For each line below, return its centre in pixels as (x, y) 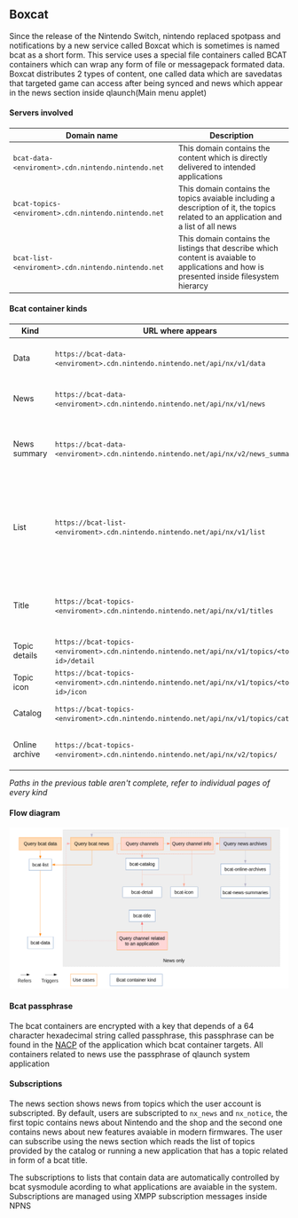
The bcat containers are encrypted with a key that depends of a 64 (132, 1025)
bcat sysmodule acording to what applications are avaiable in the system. (143, 1186)
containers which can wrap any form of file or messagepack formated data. (147, 64)
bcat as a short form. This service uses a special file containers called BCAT (148, 55)
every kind (28, 793)
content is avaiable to (217, 257)
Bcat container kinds (48, 309)
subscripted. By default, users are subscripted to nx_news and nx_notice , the (149, 1112)
